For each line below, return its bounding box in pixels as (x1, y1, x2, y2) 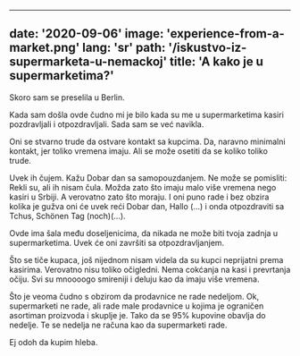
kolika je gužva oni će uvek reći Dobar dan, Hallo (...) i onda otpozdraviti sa (9, 200, 285, 211)
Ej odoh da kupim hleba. (9, 336, 98, 347)
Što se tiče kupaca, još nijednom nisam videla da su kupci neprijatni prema (9, 254, 284, 265)
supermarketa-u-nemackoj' (9, 55, 168, 70)
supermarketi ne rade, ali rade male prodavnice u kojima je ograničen (9, 301, 264, 311)
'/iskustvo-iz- (168, 40, 247, 55)
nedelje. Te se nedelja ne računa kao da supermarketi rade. (9, 319, 228, 330)
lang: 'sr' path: (81, 40, 166, 55)
